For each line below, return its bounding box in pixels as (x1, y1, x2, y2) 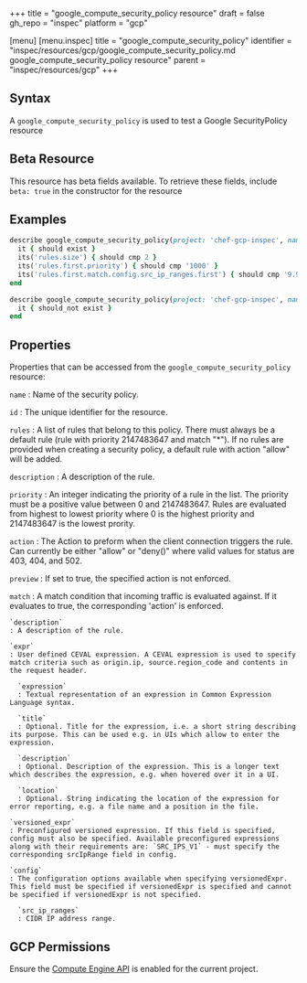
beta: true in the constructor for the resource (9, 185, 183, 196)
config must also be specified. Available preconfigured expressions (9, 834, 281, 844)
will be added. (9, 454, 63, 465)
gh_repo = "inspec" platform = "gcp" (9, 17, 148, 28)
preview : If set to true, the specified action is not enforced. (9, 573, 231, 584)
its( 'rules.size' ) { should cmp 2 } (17, 253, 157, 262)
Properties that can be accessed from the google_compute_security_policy (9, 361, 291, 373)
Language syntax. (9, 699, 76, 708)
